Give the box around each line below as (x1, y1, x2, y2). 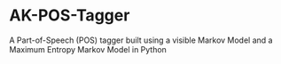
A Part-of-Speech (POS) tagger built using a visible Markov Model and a (9, 35, 273, 45)
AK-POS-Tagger (9, 5, 130, 26)
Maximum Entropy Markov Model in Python (9, 44, 167, 54)
